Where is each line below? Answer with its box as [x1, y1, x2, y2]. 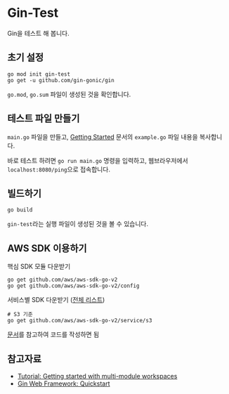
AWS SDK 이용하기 [7, 242, 87, 254]
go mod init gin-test [7, 70, 71, 78]
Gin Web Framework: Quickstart [17, 379, 110, 388]
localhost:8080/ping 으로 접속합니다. [7, 165, 111, 173]
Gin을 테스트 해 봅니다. [7, 29, 70, 37]
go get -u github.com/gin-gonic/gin [7, 77, 115, 84]
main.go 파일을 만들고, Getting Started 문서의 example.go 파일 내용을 [7, 132, 198, 141]
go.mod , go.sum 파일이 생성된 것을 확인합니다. [7, 90, 131, 98]
